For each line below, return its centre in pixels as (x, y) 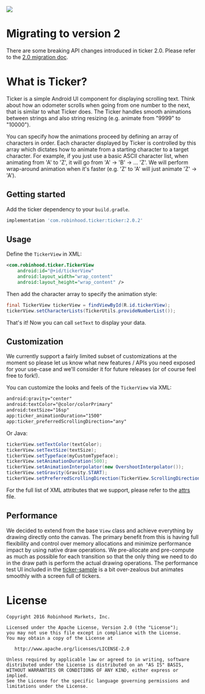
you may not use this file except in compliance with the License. (94, 633)
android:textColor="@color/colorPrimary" (60, 405)
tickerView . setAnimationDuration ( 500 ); (57, 461)
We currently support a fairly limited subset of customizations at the (92, 356)
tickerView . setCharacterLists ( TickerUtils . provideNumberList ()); (91, 311)
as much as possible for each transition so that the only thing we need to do (102, 556)
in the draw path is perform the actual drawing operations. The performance (102, 563)
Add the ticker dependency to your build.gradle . (68, 209)
